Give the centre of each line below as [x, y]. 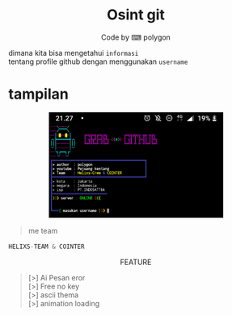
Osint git [136, 15]
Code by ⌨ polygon [136, 37]
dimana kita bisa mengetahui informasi [74, 53]
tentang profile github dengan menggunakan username [98, 61]
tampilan [38, 94]
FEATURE [136, 262]
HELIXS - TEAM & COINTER [46, 246]
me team [43, 230]
